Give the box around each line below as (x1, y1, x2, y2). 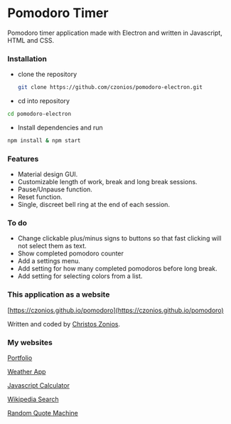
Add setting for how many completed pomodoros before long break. (17, 265, 217, 273)
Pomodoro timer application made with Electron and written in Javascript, (7, 28, 222, 37)
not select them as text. (17, 242, 87, 250)
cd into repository (17, 97, 70, 105)
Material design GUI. (17, 170, 78, 179)
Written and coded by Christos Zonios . (7, 319, 121, 328)
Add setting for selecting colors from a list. (17, 272, 143, 280)
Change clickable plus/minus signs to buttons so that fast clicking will (17, 234, 222, 243)
